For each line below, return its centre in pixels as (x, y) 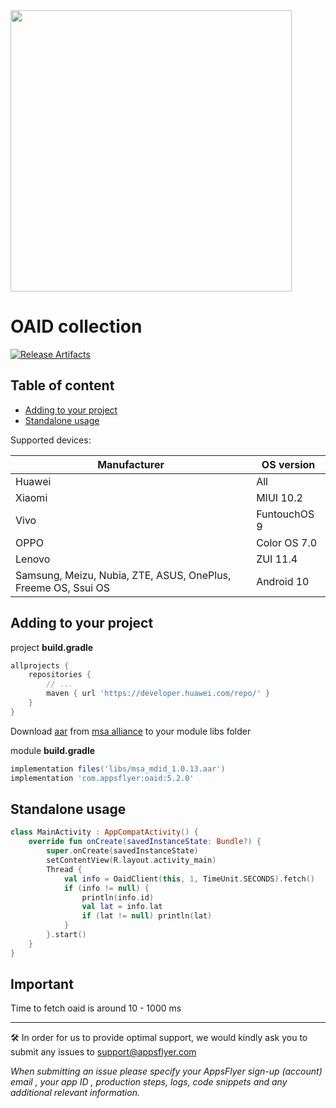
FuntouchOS (285, 514)
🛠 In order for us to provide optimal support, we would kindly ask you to (159, 1038)
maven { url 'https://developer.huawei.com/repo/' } (158, 694)
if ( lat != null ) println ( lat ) (147, 916)
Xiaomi (31, 497)
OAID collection (76, 326)
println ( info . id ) (118, 897)
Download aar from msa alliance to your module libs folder (131, 731)
